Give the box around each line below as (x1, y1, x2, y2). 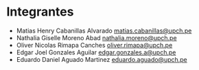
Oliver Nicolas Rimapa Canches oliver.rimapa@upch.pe (16, 41, 173, 49)
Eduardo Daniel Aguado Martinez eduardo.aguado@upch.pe (16, 55, 188, 63)
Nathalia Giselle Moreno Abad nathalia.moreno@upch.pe (16, 33, 177, 41)
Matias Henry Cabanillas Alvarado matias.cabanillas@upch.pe (16, 27, 192, 35)
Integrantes (6, 4, 74, 20)
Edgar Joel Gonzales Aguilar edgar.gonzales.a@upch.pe (16, 48, 176, 56)
